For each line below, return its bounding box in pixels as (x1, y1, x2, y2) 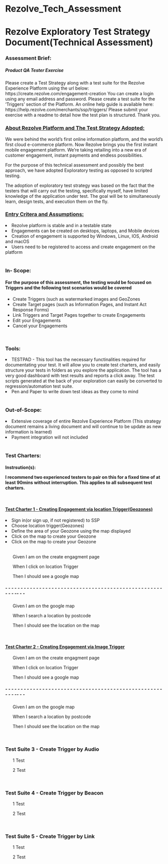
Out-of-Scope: (5, 406, 42, 413)
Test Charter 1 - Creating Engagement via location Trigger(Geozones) (5, 506, 153, 512)
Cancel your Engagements (12, 323, 68, 329)
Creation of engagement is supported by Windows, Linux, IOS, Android (12, 233, 158, 239)
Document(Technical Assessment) (5, 37, 153, 48)
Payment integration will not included (12, 434, 88, 440)
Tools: (5, 345, 21, 352)
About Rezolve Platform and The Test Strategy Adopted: (5, 124, 145, 131)
